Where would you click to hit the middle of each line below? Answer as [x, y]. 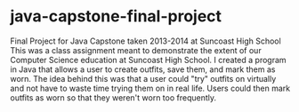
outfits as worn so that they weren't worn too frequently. [113, 97]
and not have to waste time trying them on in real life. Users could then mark [150, 88]
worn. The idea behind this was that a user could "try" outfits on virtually [143, 78]
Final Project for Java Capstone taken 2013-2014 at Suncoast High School [145, 41]
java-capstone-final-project [116, 16]
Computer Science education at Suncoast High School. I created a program [149, 60]
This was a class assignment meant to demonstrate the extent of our [136, 50]
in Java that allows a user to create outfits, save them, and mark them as [143, 69]
